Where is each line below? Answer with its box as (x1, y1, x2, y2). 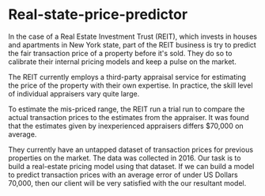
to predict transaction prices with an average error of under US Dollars (8, 170, 239, 179)
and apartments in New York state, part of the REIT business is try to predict (8, 40, 257, 49)
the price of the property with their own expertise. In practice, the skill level (8, 81, 253, 90)
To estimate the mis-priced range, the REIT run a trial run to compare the (8, 104, 245, 114)
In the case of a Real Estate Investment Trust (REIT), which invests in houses (8, 32, 257, 41)
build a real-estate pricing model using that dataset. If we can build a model (8, 161, 255, 171)
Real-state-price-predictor (8, 6, 188, 24)
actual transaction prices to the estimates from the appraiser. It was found (8, 112, 249, 122)
